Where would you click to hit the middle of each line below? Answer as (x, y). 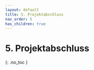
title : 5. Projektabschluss (34, 14)
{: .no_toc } (16, 62)
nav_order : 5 (19, 19)
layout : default (22, 10)
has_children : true (25, 24)
